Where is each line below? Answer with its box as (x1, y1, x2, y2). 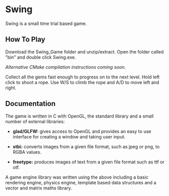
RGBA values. (12, 149, 42, 155)
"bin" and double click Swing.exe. (5, 54, 76, 60)
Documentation (5, 99, 56, 108)
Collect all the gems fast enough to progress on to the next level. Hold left (5, 74, 160, 80)
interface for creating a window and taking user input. (12, 133, 126, 139)
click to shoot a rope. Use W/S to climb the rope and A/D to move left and (5, 79, 159, 85)
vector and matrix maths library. (5, 185, 72, 191)
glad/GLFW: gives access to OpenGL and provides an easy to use (12, 128, 152, 134)
